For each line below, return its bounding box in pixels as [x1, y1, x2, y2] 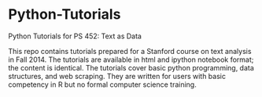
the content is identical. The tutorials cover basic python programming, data [8, 63, 254, 72]
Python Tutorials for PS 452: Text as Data [8, 31, 142, 41]
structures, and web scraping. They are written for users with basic [8, 71, 227, 81]
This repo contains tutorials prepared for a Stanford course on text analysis [8, 46, 252, 56]
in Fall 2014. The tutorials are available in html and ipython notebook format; [8, 55, 254, 64]
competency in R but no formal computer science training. [8, 80, 197, 89]
